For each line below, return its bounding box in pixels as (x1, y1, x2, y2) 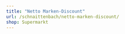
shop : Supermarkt (6, 19, 49, 25)
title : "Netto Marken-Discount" (6, 8, 85, 14)
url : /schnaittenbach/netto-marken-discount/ (6, 14, 119, 20)
